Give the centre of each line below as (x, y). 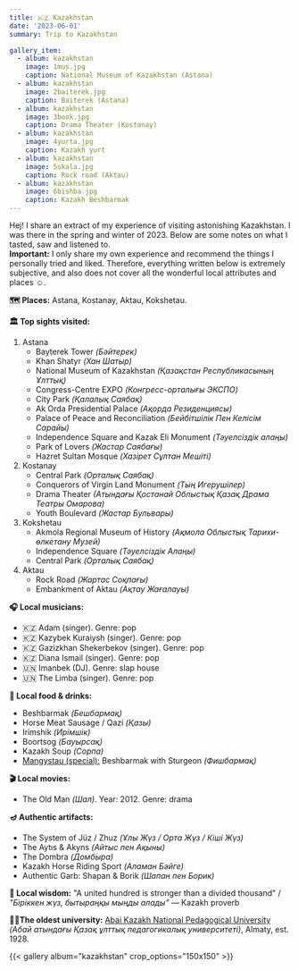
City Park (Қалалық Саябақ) (89, 399)
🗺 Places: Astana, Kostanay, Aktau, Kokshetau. (98, 300)
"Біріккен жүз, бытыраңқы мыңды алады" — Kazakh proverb (124, 903)
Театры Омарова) (70, 503)
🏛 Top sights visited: (50, 321)
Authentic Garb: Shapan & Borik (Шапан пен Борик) (118, 876)
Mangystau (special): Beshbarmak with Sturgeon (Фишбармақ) (139, 760)
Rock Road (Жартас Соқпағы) (92, 579)
